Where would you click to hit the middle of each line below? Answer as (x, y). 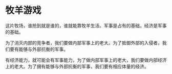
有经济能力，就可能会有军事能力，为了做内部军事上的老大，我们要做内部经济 (86, 60)
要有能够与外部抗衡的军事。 (39, 49)
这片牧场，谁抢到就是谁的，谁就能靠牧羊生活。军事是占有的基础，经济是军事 (86, 26)
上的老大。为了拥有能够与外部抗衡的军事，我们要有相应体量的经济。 (77, 66)
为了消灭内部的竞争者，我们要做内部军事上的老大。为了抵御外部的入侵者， (84, 43)
